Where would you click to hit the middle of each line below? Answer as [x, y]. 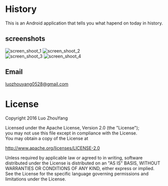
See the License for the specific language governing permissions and [77, 173]
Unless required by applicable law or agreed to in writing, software [74, 157]
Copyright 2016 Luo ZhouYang [37, 118]
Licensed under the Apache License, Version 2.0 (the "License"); [72, 127]
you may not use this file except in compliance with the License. [71, 133]
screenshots [25, 39]
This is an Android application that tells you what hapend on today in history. [84, 23]
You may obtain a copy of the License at [47, 138]
